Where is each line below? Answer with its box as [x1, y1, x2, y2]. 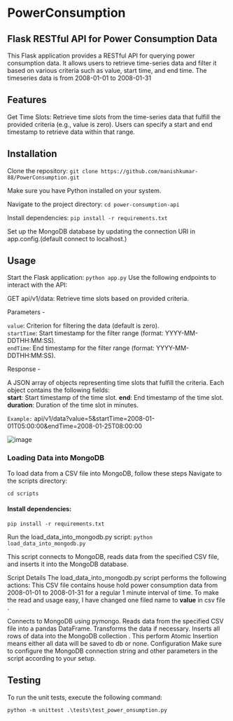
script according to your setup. [7, 654, 97, 662]
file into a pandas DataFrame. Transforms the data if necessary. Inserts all [7, 624, 220, 633]
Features [7, 94, 47, 106]
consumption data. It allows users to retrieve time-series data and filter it [7, 59, 217, 67]
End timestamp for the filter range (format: [32, 344, 155, 352]
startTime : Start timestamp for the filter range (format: [7, 329, 164, 337]
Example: [7, 416, 33, 423]
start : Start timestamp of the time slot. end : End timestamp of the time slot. [7, 393, 224, 402]
